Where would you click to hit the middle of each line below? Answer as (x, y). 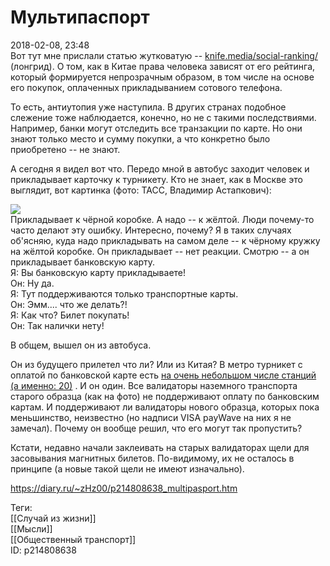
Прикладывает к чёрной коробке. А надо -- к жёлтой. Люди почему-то (162, 219)
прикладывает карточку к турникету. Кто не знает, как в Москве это (156, 179)
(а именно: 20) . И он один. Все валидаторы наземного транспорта (154, 385)
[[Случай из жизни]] (53, 518)
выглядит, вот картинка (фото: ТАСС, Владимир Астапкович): (141, 190)
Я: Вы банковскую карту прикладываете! (98, 272)
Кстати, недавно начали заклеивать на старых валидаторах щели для (160, 447)
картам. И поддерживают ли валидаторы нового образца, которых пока (165, 407)
